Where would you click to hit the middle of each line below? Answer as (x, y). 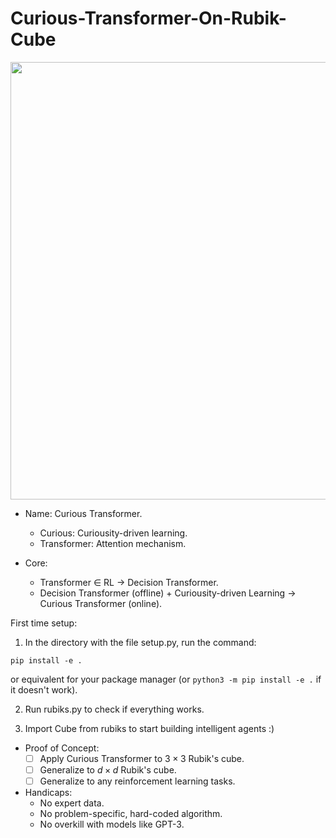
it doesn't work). (44, 689)
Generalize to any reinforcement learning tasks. (137, 781)
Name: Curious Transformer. (83, 513)
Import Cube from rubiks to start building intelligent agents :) (149, 728)
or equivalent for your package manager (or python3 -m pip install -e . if (166, 679)
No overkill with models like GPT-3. (112, 824)
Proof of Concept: (62, 748)
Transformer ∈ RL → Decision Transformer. (129, 582)
